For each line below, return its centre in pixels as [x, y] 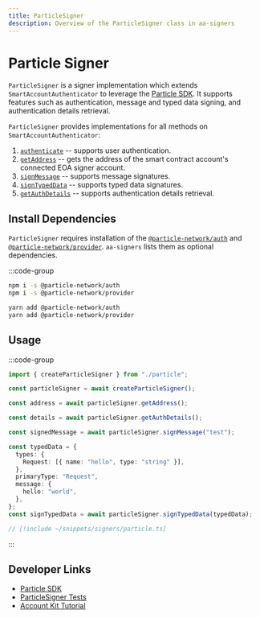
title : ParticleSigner [46, 16]
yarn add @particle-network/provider [71, 315]
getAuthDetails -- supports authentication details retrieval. [117, 193]
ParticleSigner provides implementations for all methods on [108, 126]
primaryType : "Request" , [57, 477]
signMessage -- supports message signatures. [95, 176]
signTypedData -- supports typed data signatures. [101, 185]
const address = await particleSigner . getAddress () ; [98, 403]
